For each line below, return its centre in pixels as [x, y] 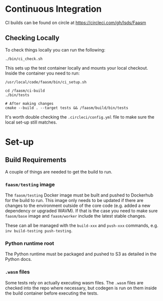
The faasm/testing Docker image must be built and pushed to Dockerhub [79, 195]
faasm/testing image [30, 184]
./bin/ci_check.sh [24, 59]
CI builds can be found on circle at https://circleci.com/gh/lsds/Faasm [76, 23]
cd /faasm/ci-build [25, 91]
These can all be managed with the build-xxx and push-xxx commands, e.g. [82, 226]
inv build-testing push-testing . [39, 231]
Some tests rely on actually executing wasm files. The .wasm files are [74, 282]
